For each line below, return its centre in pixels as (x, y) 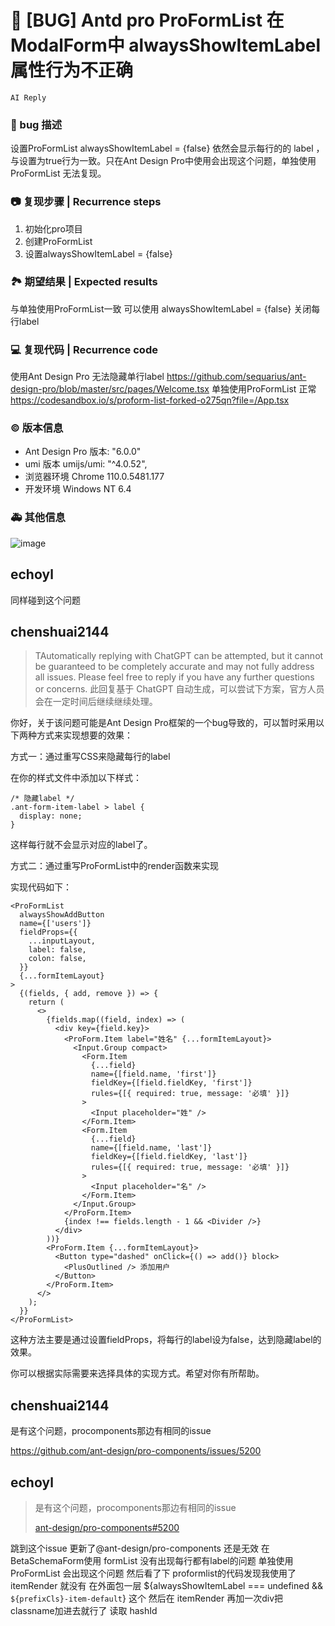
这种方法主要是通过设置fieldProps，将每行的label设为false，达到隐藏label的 (166, 1340)
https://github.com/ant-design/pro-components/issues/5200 (136, 1451)
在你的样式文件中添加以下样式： (76, 778)
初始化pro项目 (53, 228)
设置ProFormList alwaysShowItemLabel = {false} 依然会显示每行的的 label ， (167, 148)
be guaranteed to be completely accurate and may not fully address (174, 667)
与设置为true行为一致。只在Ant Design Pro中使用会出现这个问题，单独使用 (163, 161)
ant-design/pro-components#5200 (107, 1527)
